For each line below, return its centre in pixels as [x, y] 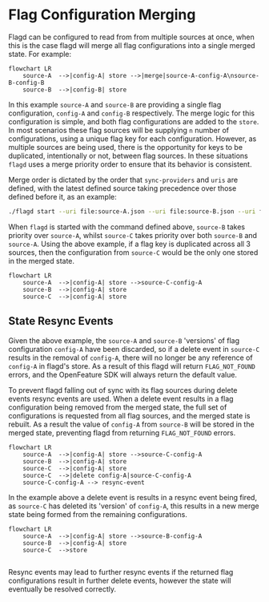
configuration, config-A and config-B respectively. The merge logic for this [131, 113]
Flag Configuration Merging [102, 15]
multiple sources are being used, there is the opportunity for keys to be [125, 147]
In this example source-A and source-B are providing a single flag [115, 104]
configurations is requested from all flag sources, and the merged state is [129, 415]
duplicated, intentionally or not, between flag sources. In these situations [128, 156]
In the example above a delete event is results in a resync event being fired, [133, 497]
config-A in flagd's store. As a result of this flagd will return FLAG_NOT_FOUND [132, 366]
